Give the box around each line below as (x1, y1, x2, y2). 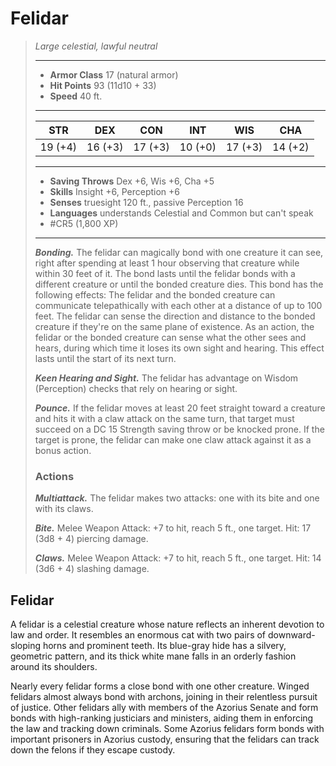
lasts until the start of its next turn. (34, 352, 177, 364)
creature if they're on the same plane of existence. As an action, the (34, 320, 315, 332)
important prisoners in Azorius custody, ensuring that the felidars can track (10, 733, 320, 746)
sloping (10, 640, 41, 652)
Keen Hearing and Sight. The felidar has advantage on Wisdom (34, 372, 299, 384)
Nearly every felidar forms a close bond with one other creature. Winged (10, 680, 310, 692)
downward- (267, 629, 316, 641)
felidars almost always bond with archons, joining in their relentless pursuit (10, 691, 318, 703)
